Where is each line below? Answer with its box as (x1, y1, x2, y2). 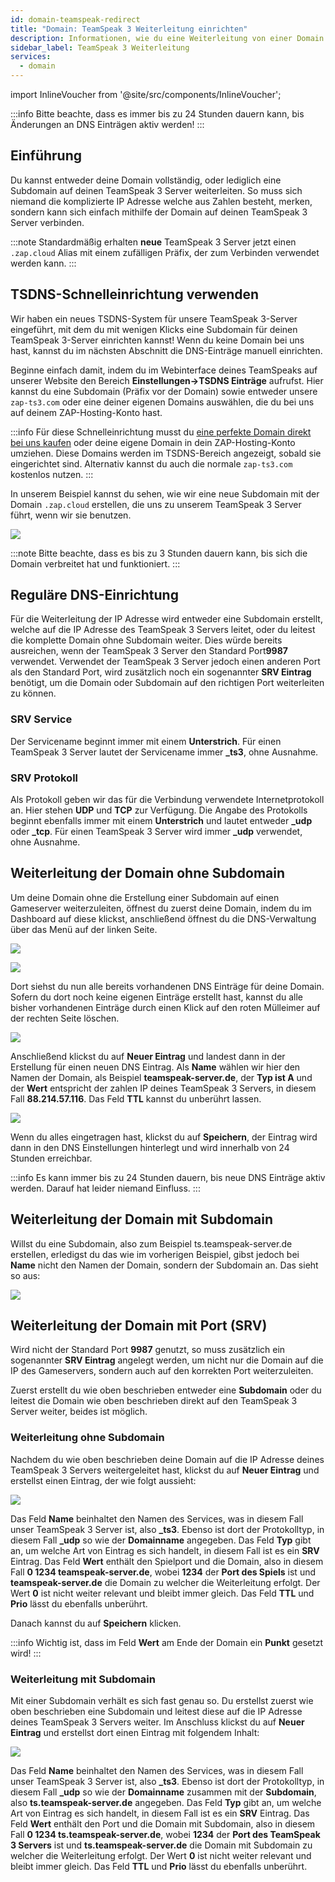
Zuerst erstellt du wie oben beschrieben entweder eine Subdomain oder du (10, 1384, 322, 1396)
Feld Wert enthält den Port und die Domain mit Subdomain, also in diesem (10, 1818, 316, 1830)
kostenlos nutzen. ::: (10, 468, 94, 480)
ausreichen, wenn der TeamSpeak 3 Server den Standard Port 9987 (10, 645, 288, 657)
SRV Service (10, 712, 73, 726)
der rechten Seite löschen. (10, 1012, 120, 1024)
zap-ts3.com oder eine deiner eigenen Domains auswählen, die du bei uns (10, 396, 315, 408)
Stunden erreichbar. (10, 1152, 93, 1164)
